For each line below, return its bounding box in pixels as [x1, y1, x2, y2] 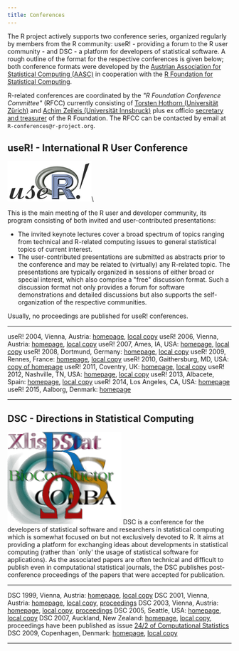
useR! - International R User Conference [7, 142, 188, 154]
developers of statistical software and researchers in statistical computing [7, 525, 225, 534]
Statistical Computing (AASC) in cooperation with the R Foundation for [7, 70, 213, 78]
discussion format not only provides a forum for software [17, 283, 185, 292]
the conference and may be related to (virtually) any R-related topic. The [17, 260, 230, 269]
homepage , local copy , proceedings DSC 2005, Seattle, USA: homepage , [7, 606, 222, 615]
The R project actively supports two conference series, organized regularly [7, 32, 227, 41]
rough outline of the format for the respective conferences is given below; [7, 54, 224, 63]
